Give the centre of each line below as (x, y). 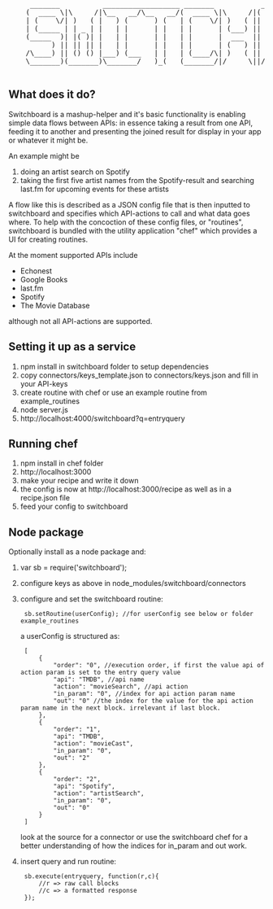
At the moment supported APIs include (73, 255)
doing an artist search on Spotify (75, 172)
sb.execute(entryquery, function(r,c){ (91, 876)
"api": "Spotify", (84, 787)
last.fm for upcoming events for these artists (94, 189)
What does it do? (52, 95)
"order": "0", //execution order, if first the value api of (159, 666)
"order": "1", (77, 730)
